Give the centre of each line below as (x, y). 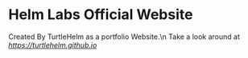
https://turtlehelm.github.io (53, 44)
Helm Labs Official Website (101, 15)
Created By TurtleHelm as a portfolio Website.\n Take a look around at (124, 37)
